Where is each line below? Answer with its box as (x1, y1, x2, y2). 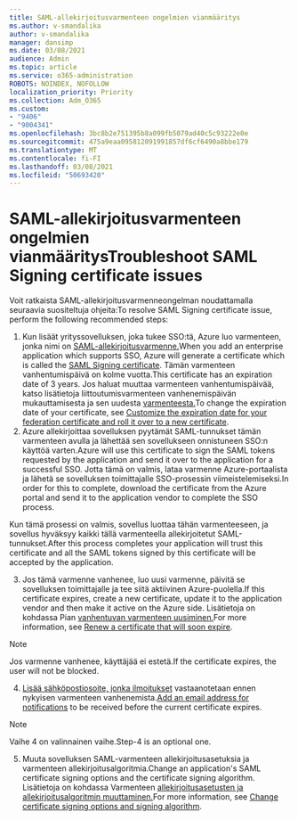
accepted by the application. (9, 557, 114, 568)
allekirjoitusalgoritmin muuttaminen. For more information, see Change (21, 791, 278, 802)
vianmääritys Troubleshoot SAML (9, 247, 258, 267)
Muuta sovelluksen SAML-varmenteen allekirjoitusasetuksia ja (21, 754, 250, 765)
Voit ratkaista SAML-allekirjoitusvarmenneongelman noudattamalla (9, 295, 254, 306)
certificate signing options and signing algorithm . (21, 801, 202, 812)
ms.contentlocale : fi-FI (9, 153, 101, 163)
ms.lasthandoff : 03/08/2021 (9, 162, 114, 171)
